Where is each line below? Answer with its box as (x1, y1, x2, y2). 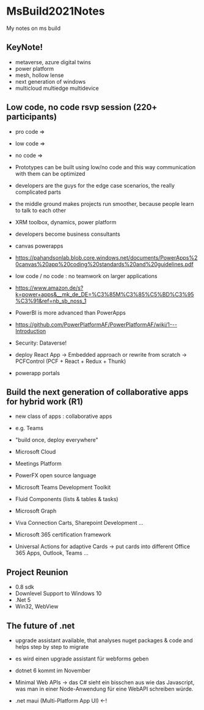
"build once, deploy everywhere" (15, 436, 99, 444)
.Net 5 (15, 596, 31, 604)
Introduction (15, 327, 46, 334)
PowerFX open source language (15, 472, 97, 479)
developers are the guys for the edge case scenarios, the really (15, 181, 175, 189)
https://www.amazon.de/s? (15, 284, 84, 291)
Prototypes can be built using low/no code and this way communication (15, 163, 196, 170)
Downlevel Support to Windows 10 (15, 590, 102, 597)
